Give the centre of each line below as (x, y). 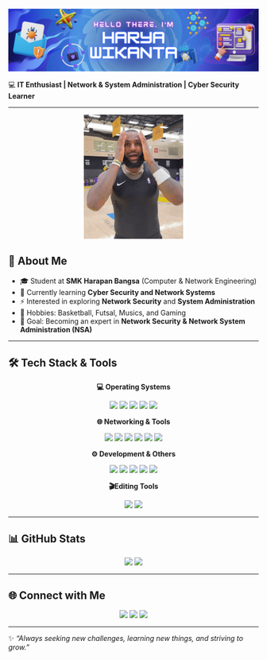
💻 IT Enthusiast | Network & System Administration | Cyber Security (124, 85)
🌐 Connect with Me (57, 595)
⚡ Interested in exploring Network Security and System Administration (137, 301)
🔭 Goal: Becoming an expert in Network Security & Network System (132, 321)
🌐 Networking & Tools (133, 421)
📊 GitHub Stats (47, 539)
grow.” (19, 647)
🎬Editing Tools (133, 486)
